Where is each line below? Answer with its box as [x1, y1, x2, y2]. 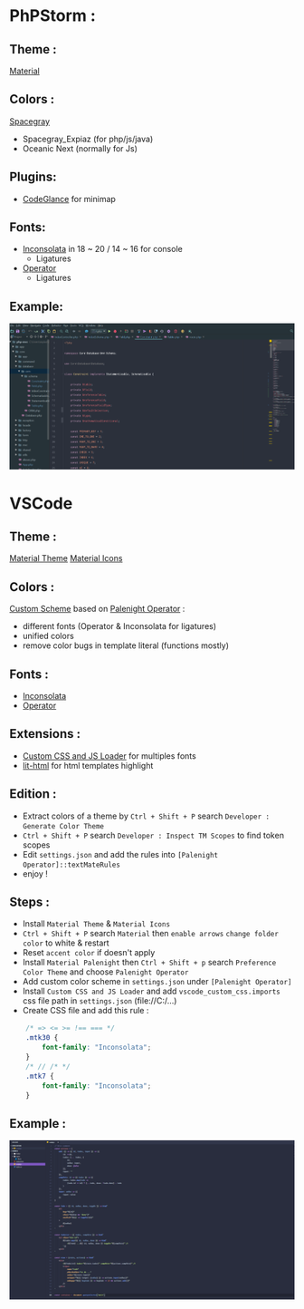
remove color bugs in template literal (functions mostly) [22, 640, 229, 651]
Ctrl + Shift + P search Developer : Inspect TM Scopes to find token [22, 829, 285, 840]
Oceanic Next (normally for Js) [22, 142, 138, 154]
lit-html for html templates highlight [22, 760, 154, 771]
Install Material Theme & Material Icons [22, 918, 170, 929]
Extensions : [9, 726, 81, 742]
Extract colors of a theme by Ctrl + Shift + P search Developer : [22, 810, 270, 821]
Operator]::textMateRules [22, 860, 120, 869]
